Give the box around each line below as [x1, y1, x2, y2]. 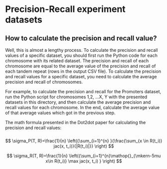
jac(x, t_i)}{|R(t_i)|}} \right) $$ [53, 143, 114, 149]
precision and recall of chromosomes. [5, 79, 83, 85]
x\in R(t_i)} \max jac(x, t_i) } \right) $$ [45, 158, 122, 164]
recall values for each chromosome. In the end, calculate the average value [5, 105, 160, 110]
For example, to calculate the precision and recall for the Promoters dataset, [5, 89, 161, 94]
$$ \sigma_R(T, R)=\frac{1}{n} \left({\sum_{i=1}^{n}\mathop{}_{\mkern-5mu [6, 153, 161, 159]
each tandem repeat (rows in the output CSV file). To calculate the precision [5, 68, 161, 74]
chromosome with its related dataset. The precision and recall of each [5, 58, 149, 63]
